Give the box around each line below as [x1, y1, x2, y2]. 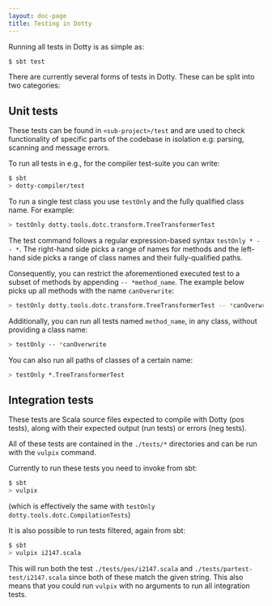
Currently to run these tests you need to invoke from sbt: [8, 463, 198, 473]
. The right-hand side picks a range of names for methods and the [19, 244, 240, 254]
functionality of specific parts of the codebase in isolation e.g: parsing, [8, 135, 244, 144]
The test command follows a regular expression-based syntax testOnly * [8, 235, 253, 245]
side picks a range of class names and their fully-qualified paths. [27, 252, 243, 262]
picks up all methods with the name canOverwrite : [8, 286, 174, 295]
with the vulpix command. [8, 448, 97, 458]
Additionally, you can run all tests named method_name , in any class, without [8, 316, 257, 325]
